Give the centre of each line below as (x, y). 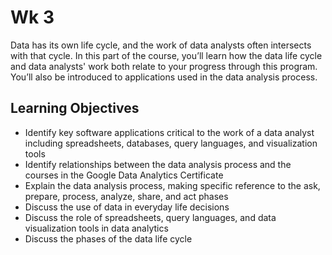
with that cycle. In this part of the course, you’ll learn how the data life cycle (166, 55)
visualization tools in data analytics (96, 228)
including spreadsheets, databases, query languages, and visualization (171, 143)
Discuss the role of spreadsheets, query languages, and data (150, 217)
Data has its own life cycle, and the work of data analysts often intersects (161, 45)
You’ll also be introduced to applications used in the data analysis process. (164, 77)
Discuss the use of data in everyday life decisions (127, 207)
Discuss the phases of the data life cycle (108, 238)
